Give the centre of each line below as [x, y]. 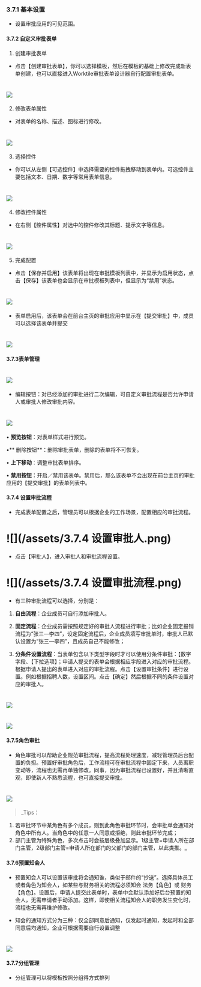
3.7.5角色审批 [23, 740]
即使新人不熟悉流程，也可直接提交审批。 [76, 777]
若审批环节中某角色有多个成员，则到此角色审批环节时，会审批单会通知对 [104, 825]
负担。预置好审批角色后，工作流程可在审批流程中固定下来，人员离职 [109, 762]
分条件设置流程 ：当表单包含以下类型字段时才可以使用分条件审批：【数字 [103, 654]
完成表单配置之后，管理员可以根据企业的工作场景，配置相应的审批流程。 [104, 512]
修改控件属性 [31, 212]
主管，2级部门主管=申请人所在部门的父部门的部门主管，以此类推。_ [103, 848]
